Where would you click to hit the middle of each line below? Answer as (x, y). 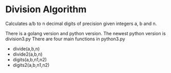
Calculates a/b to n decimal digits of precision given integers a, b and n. (81, 23)
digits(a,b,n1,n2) (30, 59)
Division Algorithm (46, 9)
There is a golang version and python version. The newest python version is (85, 33)
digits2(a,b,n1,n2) (31, 65)
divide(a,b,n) (26, 48)
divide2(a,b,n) (27, 54)
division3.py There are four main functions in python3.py (65, 39)
